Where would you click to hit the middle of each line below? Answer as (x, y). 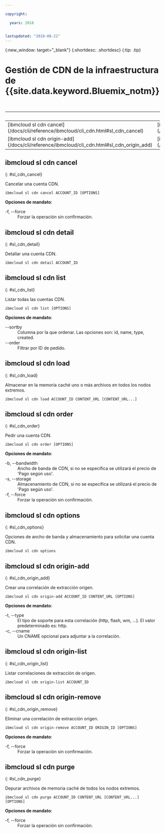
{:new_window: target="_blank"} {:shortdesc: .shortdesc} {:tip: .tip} (73, 50)
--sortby (14, 327)
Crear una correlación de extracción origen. (49, 587)
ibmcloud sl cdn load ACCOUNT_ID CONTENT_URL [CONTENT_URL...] (71, 399)
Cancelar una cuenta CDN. (32, 184)
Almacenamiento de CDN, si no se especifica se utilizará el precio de (87, 484)
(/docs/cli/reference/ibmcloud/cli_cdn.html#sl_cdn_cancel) (76, 131)
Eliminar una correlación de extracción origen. (52, 718)
